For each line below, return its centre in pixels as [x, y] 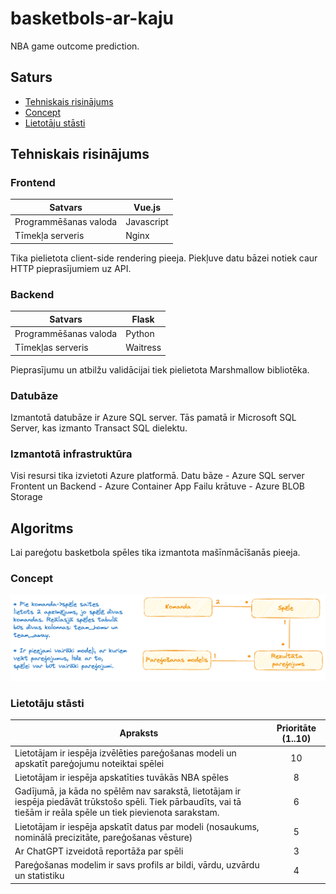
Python [140, 333]
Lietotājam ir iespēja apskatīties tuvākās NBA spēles [121, 778]
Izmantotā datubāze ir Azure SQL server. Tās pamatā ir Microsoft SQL [153, 418]
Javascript [147, 222]
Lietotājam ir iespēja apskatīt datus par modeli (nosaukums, [137, 826]
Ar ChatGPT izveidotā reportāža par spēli [99, 851]
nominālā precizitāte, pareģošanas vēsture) [103, 837]
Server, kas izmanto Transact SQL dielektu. [99, 428]
